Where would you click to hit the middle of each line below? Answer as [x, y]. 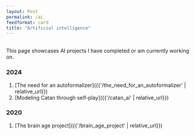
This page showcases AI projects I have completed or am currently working [98, 51]
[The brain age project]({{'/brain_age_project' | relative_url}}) [89, 125]
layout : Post [22, 11]
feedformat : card [27, 22]
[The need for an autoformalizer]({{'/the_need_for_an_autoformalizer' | [100, 85]
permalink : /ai [25, 17]
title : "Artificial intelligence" [49, 28]
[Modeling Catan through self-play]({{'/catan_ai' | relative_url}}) [92, 97]
